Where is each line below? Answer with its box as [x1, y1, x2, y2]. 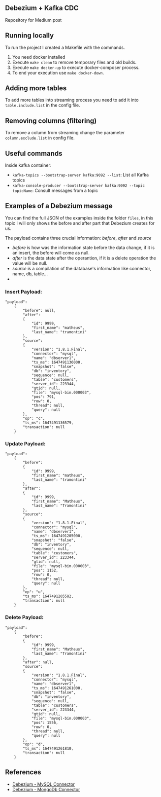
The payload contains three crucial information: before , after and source [5, 235, 152, 241]
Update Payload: [5, 440, 46, 447]
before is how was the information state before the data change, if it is [12, 244, 155, 251]
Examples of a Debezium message [5, 202, 113, 210]
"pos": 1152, [31, 568, 58, 573]
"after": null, [23, 659, 54, 665]
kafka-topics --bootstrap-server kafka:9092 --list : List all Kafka [12, 172, 149, 178]
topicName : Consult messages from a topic [12, 187, 98, 194]
